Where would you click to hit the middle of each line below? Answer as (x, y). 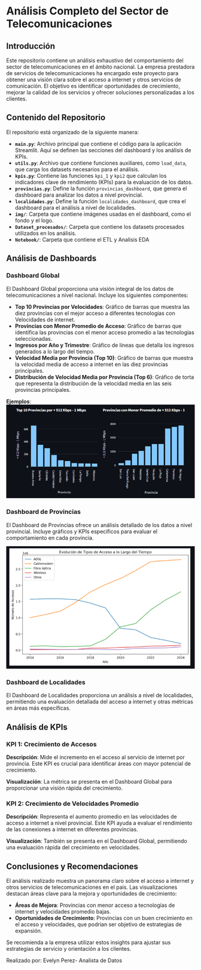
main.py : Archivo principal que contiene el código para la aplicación (98, 144)
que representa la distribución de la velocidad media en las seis (93, 383)
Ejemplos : (19, 401)
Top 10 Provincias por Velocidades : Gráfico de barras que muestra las (102, 307)
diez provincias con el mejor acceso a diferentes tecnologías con (95, 313)
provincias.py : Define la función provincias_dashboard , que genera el (101, 188)
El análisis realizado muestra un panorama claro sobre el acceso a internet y (100, 881)
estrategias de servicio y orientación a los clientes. (69, 949)
